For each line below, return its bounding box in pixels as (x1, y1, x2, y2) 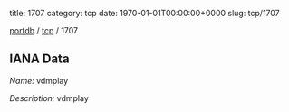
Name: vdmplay (9, 75, 69, 86)
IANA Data (9, 51, 70, 67)
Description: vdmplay (9, 92, 89, 103)
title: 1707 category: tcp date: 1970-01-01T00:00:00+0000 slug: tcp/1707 (9, 8, 281, 18)
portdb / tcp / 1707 (9, 25, 79, 35)
